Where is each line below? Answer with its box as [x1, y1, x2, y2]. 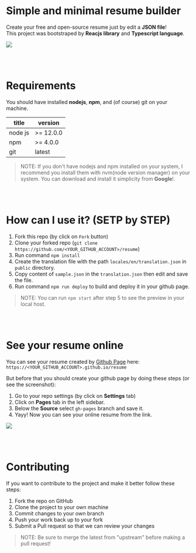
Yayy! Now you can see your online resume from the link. [14, 411, 152, 418]
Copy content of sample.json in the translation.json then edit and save [14, 270, 188, 277]
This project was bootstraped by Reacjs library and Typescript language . [6, 29, 185, 36]
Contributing [6, 460, 70, 474]
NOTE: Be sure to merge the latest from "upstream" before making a [20, 534, 185, 541]
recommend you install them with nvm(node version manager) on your [20, 169, 190, 176]
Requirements [6, 79, 76, 92]
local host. [20, 300, 46, 307]
